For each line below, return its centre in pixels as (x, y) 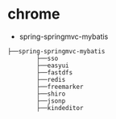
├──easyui (53, 66)
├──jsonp (51, 101)
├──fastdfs (55, 72)
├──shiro (51, 94)
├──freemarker (60, 87)
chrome (34, 14)
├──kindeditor (60, 108)
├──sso (48, 58)
